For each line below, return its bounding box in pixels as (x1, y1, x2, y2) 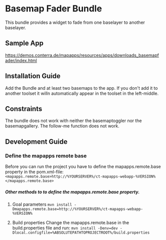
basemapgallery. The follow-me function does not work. (5, 123, 120, 129)
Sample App (5, 39, 43, 48)
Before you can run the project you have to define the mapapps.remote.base (5, 164, 161, 170)
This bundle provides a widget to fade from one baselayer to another (5, 19, 145, 25)
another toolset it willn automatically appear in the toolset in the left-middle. (5, 90, 159, 96)
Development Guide (5, 137, 68, 146)
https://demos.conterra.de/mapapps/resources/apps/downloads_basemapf (5, 52, 159, 58)
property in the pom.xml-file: (5, 169, 64, 175)
